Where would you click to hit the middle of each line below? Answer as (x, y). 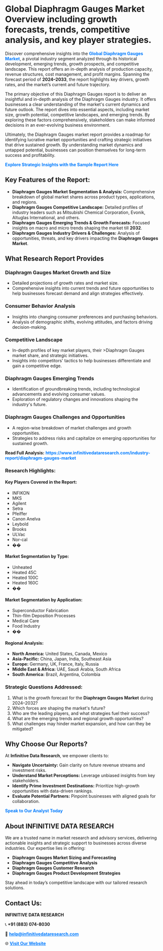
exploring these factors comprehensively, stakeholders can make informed (80, 120)
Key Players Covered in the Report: (41, 482)
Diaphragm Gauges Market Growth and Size (58, 273)
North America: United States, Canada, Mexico (60, 654)
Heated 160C (25, 582)
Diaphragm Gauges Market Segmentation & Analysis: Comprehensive (83, 191)
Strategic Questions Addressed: (44, 687)
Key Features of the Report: (48, 180)
